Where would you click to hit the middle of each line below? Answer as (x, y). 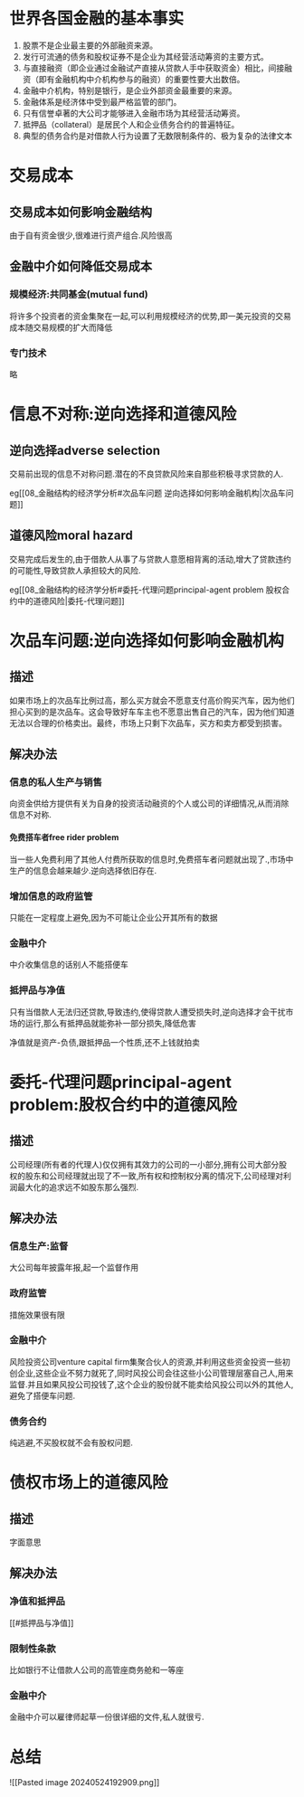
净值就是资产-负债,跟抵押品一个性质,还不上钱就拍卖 (105, 1042)
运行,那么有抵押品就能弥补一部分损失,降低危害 (111, 1023)
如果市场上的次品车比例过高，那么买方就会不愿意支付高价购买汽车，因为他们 (152, 700)
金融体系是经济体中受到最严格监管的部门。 (102, 101)
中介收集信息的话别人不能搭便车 (69, 965)
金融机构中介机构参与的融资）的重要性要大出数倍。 (149, 79)
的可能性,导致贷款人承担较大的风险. (76, 570)
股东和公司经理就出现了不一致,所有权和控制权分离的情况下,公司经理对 (154, 1176)
